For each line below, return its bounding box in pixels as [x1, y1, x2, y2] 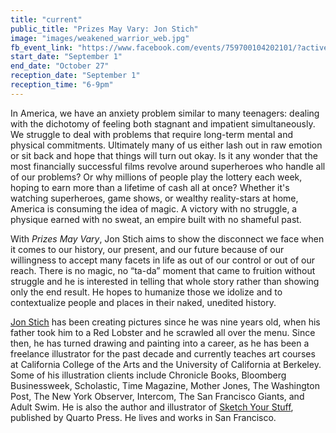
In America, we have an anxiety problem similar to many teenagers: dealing [10, 107, 320, 119]
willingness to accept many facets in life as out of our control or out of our [10, 254, 315, 266]
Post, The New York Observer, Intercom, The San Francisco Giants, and [10, 390, 305, 402]
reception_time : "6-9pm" [10, 80, 114, 90]
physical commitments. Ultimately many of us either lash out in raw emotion [10, 139, 323, 151]
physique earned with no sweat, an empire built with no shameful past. [10, 213, 302, 225]
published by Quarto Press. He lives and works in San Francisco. [10, 411, 277, 423]
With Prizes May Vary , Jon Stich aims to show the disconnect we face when [10, 232, 325, 245]
